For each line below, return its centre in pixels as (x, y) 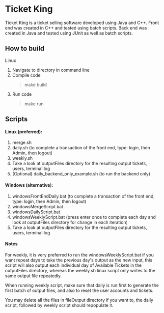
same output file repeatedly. (34, 276)
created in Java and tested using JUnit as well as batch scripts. (69, 33)
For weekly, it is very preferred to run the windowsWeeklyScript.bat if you (79, 255)
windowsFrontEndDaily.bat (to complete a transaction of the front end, (83, 196)
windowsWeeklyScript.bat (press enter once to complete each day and (84, 217)
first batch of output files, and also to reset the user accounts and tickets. (79, 290)
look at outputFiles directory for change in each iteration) (70, 222)
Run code (22, 94)
